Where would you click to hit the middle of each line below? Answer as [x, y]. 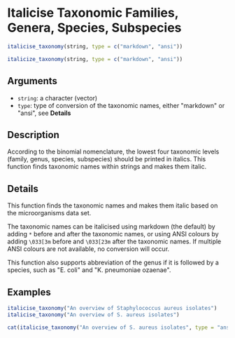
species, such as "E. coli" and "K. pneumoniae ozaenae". [89, 270]
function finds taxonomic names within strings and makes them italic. [107, 167]
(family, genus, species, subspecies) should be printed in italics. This [107, 159]
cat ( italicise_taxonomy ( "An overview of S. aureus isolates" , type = [111, 327]
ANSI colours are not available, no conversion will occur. [88, 249]
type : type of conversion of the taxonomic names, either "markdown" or [121, 105]
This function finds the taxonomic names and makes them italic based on [113, 205]
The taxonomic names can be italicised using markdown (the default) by [111, 227]
